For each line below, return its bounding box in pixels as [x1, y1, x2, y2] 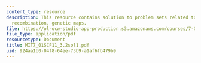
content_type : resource [6, 8, 66, 15]
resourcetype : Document [6, 37, 66, 43]
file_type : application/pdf [6, 31, 77, 37]
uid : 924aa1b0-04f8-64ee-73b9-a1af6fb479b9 [6, 48, 117, 54]
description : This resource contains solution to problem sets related [6, 14, 188, 20]
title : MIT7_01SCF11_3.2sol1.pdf [6, 43, 90, 49]
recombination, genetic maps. [11, 20, 87, 26]
